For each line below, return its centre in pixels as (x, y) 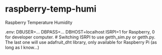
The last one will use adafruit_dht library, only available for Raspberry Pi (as (81, 42)
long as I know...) (22, 47)
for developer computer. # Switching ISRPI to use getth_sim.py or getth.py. (80, 37)
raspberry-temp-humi (51, 9)
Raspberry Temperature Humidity (39, 22)
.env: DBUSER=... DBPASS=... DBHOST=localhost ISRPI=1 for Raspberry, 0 (80, 32)
